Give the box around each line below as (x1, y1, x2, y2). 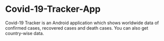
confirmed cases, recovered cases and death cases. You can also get (5, 25, 149, 31)
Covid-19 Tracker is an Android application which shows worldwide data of (5, 20, 159, 26)
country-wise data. (5, 30, 44, 36)
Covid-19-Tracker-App (5, 3, 101, 15)
